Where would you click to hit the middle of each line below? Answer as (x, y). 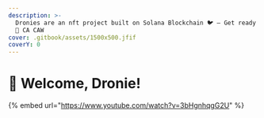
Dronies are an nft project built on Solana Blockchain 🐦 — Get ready (136, 23)
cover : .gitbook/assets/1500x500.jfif (72, 37)
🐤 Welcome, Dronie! (75, 84)
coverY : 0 (25, 45)
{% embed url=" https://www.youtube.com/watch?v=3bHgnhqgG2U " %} (126, 105)
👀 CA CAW (30, 30)
